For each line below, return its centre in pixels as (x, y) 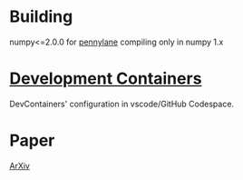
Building (41, 17)
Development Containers (106, 79)
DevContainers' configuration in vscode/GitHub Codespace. (121, 104)
